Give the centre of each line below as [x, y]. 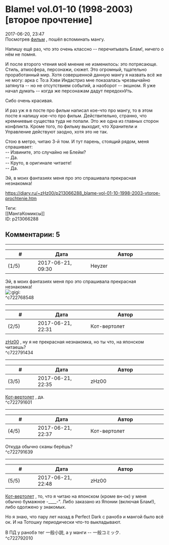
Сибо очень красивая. [29, 100]
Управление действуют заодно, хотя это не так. [57, 131]
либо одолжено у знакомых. [36, 507]
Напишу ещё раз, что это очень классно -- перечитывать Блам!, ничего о [84, 49]
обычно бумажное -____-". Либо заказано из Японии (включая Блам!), [80, 501]
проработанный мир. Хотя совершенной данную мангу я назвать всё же [84, 74]
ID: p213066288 [22, 219]
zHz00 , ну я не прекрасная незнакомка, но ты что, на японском [75, 342]
